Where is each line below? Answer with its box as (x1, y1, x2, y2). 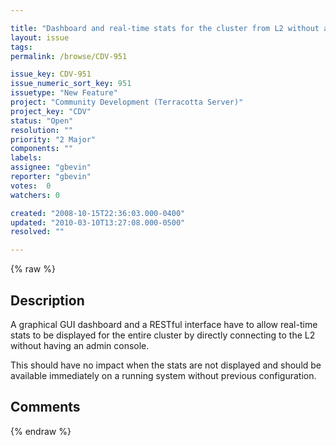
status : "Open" (10, 116, 74, 126)
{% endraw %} (10, 425, 72, 437)
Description (10, 292, 85, 309)
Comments (10, 399, 81, 416)
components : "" (10, 144, 74, 154)
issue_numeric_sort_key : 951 (10, 79, 132, 89)
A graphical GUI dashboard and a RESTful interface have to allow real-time (10, 318, 318, 330)
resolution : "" (10, 125, 74, 135)
